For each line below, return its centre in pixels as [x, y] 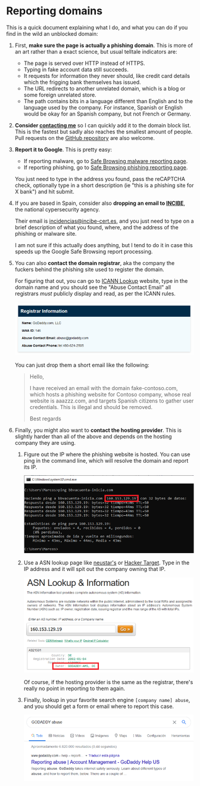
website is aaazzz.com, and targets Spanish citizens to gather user [112, 401]
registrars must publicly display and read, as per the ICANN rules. [95, 294]
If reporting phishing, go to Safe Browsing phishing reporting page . [106, 167]
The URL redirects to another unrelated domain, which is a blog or [104, 88]
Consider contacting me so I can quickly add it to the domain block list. [103, 125]
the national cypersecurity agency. [57, 209]
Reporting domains [54, 11]
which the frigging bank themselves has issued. [82, 82]
